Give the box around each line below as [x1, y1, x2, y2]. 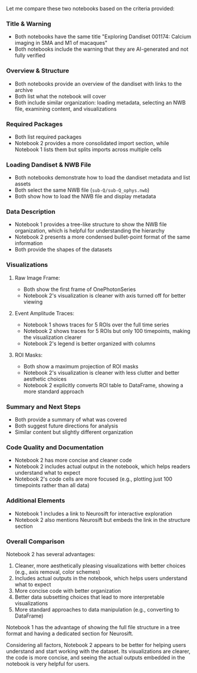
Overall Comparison [6, 537, 65, 545]
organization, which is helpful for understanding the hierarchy [14, 227, 165, 234]
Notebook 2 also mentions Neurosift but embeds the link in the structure [14, 516, 191, 523]
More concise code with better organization [14, 587, 122, 594]
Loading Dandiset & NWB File [6, 161, 91, 169]
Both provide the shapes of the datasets [14, 246, 113, 253]
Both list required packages [14, 133, 82, 141]
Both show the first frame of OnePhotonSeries [23, 286, 136, 293]
